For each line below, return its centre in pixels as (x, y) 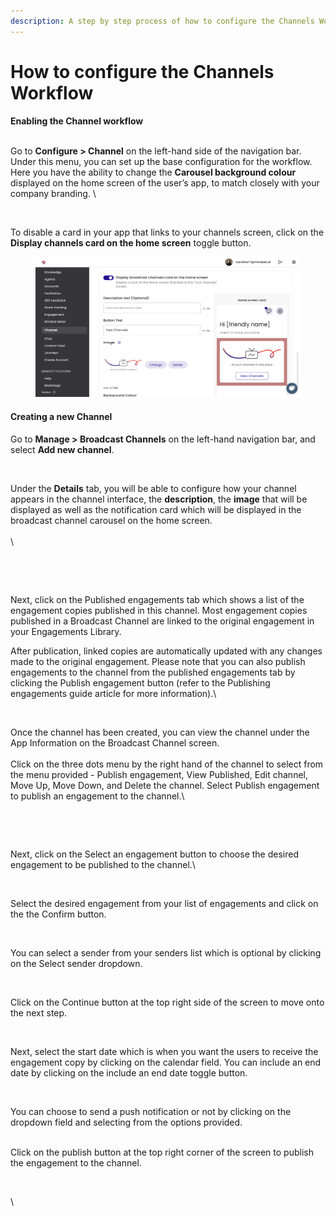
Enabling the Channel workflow (77, 121)
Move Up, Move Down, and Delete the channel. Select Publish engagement (165, 785)
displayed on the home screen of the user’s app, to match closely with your (165, 182)
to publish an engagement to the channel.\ (97, 796)
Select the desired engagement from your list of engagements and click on (164, 903)
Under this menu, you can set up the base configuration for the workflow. (161, 161)
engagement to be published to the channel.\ (103, 864)
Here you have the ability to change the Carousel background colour (153, 172)
